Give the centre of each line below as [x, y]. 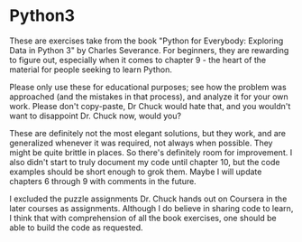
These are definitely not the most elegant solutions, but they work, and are [148, 133]
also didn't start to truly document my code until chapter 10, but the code [145, 162]
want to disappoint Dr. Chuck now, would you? [96, 116]
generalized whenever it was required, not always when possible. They [141, 143]
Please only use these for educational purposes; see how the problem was [148, 87]
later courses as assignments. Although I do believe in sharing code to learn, [151, 208]
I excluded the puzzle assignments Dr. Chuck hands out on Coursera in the [148, 199]
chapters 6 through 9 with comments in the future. [103, 181]
